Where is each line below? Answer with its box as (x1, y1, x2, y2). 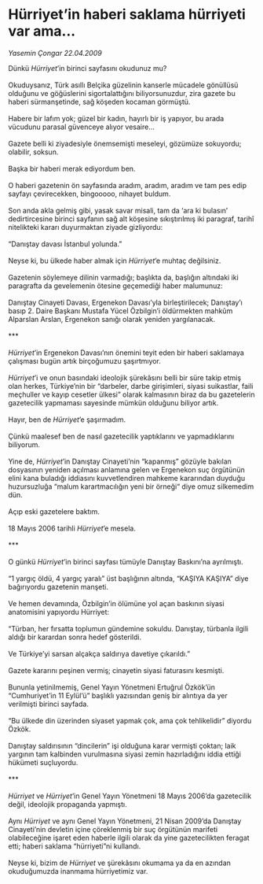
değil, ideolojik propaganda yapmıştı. (8, 799, 127, 808)
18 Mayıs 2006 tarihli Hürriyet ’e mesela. (8, 523, 136, 533)
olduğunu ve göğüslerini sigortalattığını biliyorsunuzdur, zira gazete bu (8, 88, 236, 98)
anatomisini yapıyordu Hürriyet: (8, 607, 110, 616)
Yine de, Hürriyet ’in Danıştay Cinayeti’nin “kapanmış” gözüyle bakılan (8, 457, 232, 466)
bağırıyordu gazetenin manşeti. (8, 582, 108, 591)
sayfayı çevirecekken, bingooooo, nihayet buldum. (8, 189, 171, 198)
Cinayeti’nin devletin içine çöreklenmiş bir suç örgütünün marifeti (8, 824, 218, 834)
